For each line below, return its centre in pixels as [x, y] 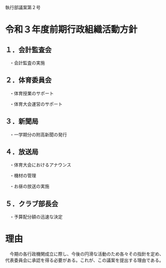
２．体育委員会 [28, 80]
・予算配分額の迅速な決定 [36, 217]
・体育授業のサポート [31, 93]
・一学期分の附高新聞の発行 [38, 135]
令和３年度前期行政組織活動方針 [71, 30]
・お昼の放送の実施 [29, 186]
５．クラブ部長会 [32, 204]
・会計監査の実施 [27, 63]
